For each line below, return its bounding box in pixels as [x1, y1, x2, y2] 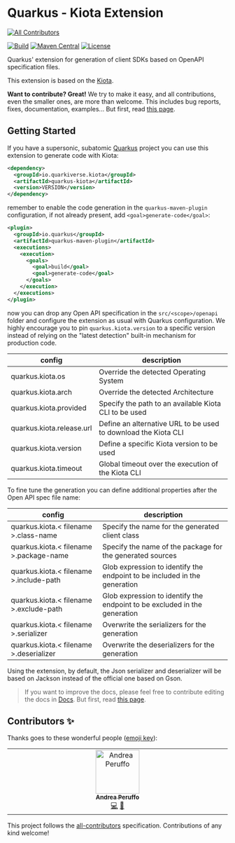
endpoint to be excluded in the [102, 599, 203, 609]
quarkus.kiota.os [10, 371, 66, 381]
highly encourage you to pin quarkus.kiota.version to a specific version [7, 324, 215, 332]
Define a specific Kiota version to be [99, 439, 218, 448]
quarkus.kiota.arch [10, 387, 72, 397]
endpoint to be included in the [102, 570, 201, 580]
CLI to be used [99, 407, 147, 417]
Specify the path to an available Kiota [99, 398, 222, 408]
